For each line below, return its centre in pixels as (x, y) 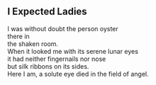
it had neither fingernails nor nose (57, 59)
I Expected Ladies (47, 12)
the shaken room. (33, 44)
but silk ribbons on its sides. (48, 66)
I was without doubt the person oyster (63, 28)
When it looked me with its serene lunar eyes (73, 51)
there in (18, 36)
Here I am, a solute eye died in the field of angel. (78, 74)
